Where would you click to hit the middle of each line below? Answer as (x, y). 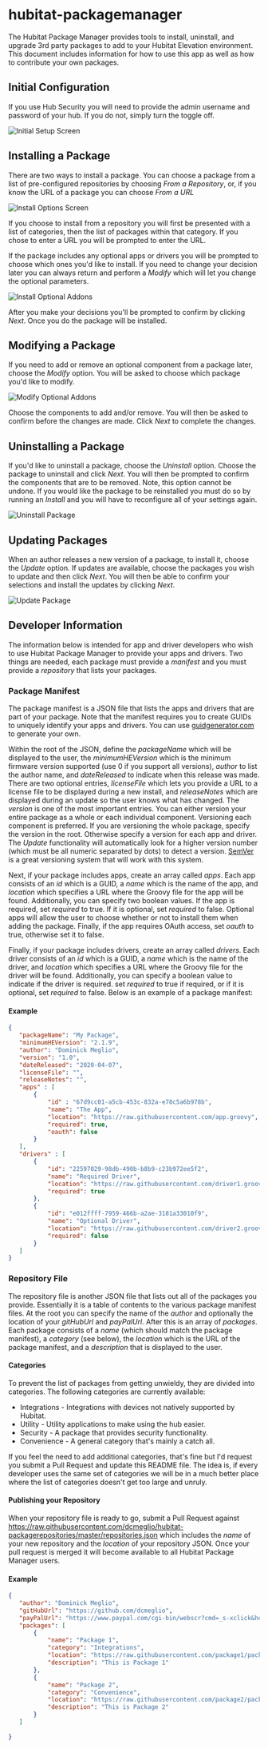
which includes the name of (205, 1535)
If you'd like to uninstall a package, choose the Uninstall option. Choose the (132, 466)
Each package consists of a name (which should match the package (120, 1330)
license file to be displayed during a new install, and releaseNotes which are (133, 792)
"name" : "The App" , (80, 1109)
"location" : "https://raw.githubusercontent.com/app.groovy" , (153, 1117)
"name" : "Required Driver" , (94, 1177)
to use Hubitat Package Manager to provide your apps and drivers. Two (126, 653)
